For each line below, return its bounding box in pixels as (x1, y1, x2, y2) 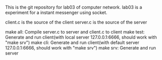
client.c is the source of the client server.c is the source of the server (5, 19, 147, 25)
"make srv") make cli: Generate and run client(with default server (5, 39, 139, 45)
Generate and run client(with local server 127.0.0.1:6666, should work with (5, 34, 157, 40)
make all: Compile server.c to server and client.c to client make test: (5, 29, 145, 34)
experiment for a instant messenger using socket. (5, 9, 107, 15)
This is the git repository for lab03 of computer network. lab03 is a (5, 4, 142, 10)
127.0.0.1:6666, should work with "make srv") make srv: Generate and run (5, 45, 156, 50)
